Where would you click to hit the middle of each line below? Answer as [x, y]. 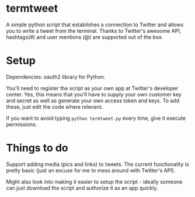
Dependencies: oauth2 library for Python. [56, 77]
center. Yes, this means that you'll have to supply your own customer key [94, 94]
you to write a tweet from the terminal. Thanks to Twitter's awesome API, [94, 30]
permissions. [22, 124]
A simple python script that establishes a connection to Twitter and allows [95, 25]
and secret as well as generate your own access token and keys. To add [93, 101]
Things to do [37, 148]
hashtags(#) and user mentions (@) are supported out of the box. [85, 37]
